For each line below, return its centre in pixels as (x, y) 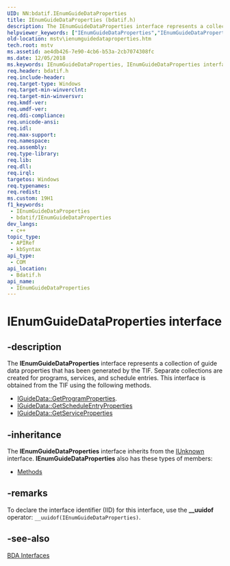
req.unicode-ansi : (33, 122)
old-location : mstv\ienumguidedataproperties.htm (79, 39)
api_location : (27, 268)
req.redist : (24, 192)
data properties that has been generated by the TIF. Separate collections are (115, 370)
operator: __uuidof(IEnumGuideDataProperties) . (74, 517)
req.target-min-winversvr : (46, 97)
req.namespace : (29, 141)
